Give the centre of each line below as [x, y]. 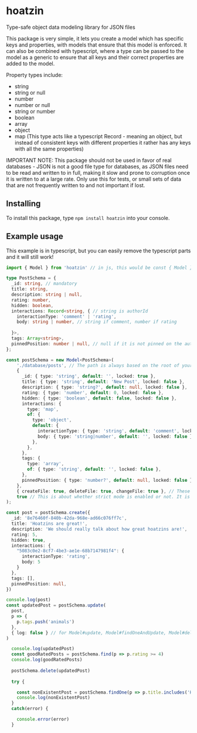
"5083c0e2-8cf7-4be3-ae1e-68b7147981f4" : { [71, 551]
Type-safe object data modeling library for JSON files [71, 27]
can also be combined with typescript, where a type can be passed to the [95, 51]
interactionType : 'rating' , [56, 557]
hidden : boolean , [33, 305]
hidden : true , [28, 540]
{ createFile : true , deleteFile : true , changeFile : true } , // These [103, 491]
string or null [30, 92]
